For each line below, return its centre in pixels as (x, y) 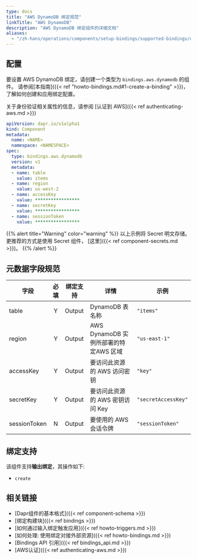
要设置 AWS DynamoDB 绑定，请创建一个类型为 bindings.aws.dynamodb (92, 79)
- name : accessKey (34, 195)
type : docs (19, 11)
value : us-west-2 (38, 189)
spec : (13, 151)
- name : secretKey (34, 205)
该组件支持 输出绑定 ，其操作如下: (45, 466)
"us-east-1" (153, 339)
